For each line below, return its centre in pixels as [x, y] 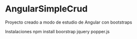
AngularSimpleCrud [46, 9]
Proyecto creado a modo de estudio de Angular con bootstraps [68, 22]
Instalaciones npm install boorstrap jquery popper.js [57, 31]
